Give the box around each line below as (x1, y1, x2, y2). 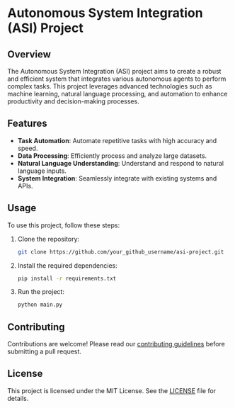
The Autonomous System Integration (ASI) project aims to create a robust (7, 67, 222, 75)
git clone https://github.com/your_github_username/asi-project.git (17, 248, 224, 256)
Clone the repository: (17, 234, 80, 243)
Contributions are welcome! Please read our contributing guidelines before (7, 340, 225, 348)
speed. (17, 144, 38, 152)
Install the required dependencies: (17, 261, 118, 270)
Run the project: (17, 288, 65, 296)
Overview (7, 48, 52, 60)
